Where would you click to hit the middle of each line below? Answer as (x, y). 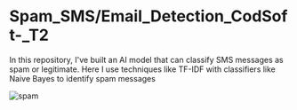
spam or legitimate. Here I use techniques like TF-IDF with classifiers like (142, 69)
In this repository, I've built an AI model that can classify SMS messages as (146, 59)
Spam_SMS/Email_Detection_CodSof (148, 16)
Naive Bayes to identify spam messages (82, 78)
